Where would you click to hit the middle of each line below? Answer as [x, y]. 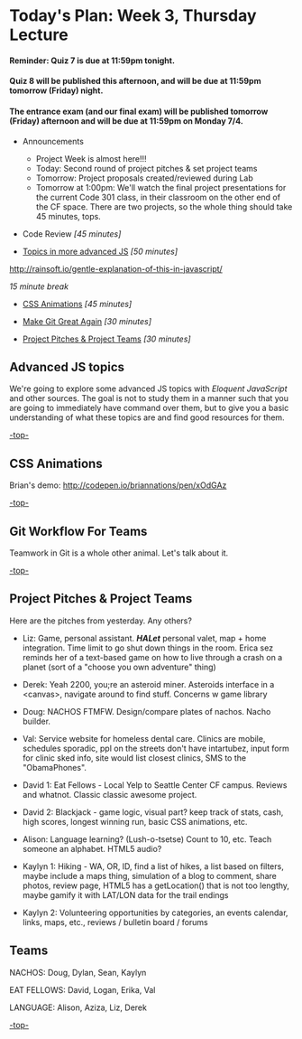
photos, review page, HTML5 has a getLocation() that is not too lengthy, [156, 885]
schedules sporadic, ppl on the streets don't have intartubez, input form [156, 748]
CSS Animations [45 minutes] [77, 304]
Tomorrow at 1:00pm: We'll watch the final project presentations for [161, 187]
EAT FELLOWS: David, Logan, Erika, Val [82, 989]
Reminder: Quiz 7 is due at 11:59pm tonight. [92, 61]
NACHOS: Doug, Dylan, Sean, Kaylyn [78, 972]
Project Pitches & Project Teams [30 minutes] [106, 339]
